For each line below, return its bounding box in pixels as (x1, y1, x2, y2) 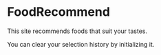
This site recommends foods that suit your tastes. (7, 27, 148, 35)
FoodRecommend (7, 4, 110, 20)
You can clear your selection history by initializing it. (7, 40, 155, 48)
